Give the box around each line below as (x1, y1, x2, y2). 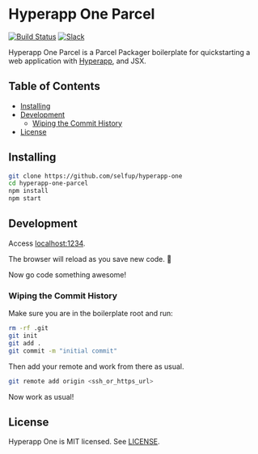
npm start (8, 195, 42, 203)
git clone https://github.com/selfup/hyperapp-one (8, 172, 183, 180)
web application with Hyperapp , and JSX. (8, 56, 147, 66)
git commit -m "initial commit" (8, 346, 117, 355)
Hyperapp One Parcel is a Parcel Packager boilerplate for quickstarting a (8, 47, 251, 57)
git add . (8, 339, 42, 347)
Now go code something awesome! (8, 269, 127, 280)
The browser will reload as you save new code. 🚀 (8, 254, 172, 263)
